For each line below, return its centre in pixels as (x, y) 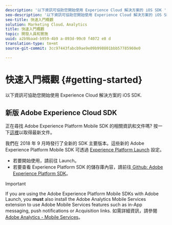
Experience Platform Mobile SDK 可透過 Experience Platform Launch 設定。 (85, 150)
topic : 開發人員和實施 (27, 34)
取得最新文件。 (39, 133)
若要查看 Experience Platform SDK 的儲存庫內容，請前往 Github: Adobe (88, 167)
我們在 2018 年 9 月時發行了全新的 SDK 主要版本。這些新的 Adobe (75, 143)
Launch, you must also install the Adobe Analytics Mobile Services (76, 199)
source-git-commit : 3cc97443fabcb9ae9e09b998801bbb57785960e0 (73, 48)
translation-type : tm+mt (32, 44)
